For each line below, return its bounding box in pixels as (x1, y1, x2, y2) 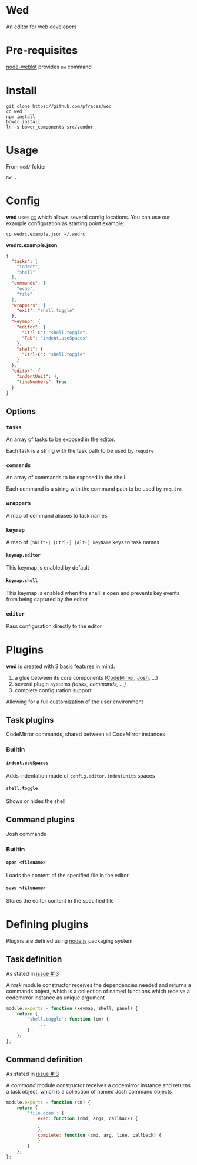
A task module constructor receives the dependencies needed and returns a (6, 981, 191, 988)
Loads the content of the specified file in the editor (6, 871, 129, 878)
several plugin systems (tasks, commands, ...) (14, 680, 126, 687)
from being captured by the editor (6, 596, 88, 603)
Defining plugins (6, 918, 89, 932)
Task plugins (6, 715, 54, 725)
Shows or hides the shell (6, 797, 66, 805)
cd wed (6, 108, 22, 114)
